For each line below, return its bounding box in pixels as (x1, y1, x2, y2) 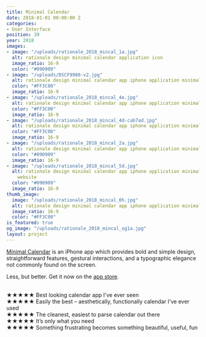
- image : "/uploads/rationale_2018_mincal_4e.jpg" (6, 94, 139, 100)
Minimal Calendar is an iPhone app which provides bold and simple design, (6, 248, 196, 255)
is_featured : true (6, 220, 53, 226)
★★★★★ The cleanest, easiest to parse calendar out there (6, 311, 161, 318)
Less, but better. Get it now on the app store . (6, 273, 120, 280)
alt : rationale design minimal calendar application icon (12, 55, 164, 61)
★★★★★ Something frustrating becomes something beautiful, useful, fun (6, 324, 198, 331)
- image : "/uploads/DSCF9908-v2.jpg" (6, 72, 103, 78)
